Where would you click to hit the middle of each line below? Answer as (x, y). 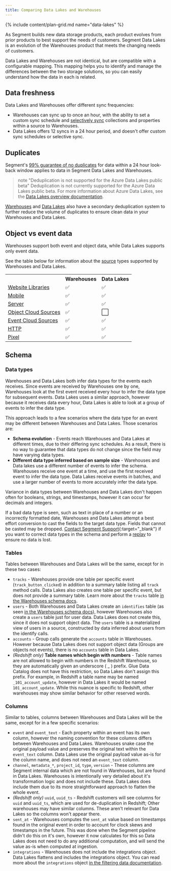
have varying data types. (39, 455)
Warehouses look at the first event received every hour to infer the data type (85, 391)
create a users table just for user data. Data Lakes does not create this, (87, 617)
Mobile (16, 295)
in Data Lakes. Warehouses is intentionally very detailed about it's (81, 776)
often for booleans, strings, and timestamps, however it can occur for (78, 497)
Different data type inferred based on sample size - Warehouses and (86, 460)
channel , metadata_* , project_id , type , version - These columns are (83, 765)
